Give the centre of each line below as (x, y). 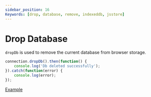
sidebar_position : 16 (27, 10)
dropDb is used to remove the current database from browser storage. (76, 52)
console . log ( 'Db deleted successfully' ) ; (57, 66)
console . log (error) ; (35, 75)
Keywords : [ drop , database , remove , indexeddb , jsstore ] (65, 14)
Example (14, 89)
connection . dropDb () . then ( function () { (46, 62)
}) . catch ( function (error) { (34, 71)
